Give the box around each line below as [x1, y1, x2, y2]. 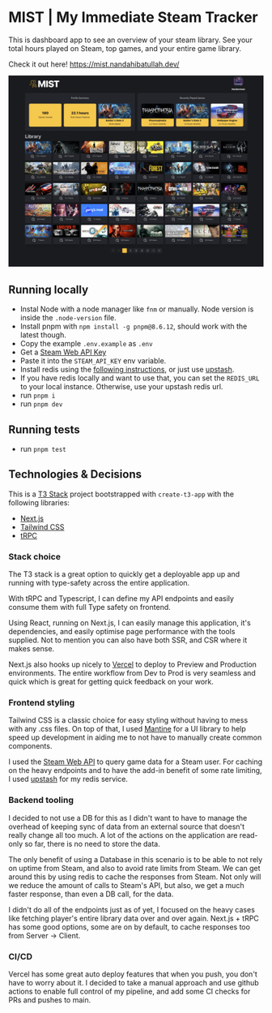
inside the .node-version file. [19, 313, 117, 323]
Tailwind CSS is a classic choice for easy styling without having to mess [8, 715, 249, 725]
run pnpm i [19, 390, 56, 401]
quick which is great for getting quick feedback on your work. [8, 677, 215, 687]
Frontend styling [8, 698, 75, 709]
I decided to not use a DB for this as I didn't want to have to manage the [8, 813, 248, 822]
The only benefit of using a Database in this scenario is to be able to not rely [8, 854, 263, 864]
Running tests [8, 423, 81, 436]
